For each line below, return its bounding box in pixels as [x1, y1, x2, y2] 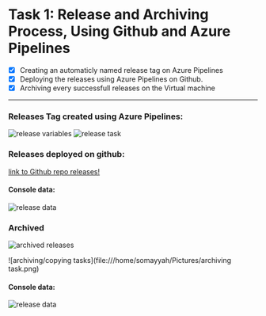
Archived [8, 222, 45, 233]
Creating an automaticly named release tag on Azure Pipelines [19, 65, 223, 74]
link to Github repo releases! [8, 166, 101, 176]
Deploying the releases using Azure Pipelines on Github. [19, 74, 203, 84]
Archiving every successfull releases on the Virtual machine [19, 83, 215, 93]
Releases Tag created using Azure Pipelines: [8, 111, 184, 122]
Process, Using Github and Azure [8, 22, 231, 40]
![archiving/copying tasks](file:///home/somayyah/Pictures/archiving [8, 256, 232, 265]
